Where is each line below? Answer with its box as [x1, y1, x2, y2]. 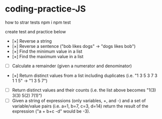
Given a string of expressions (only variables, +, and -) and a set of [12, 98, 146, 104]
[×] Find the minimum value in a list [12, 48, 82, 54]
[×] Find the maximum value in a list [12, 53, 84, 59]
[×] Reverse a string [12, 38, 52, 44]
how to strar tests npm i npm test [5, 19, 71, 25]
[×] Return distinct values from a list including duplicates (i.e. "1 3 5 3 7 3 [12, 73, 158, 78]
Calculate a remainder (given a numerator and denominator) [12, 63, 132, 69]
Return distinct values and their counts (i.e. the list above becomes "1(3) [12, 87, 156, 93]
